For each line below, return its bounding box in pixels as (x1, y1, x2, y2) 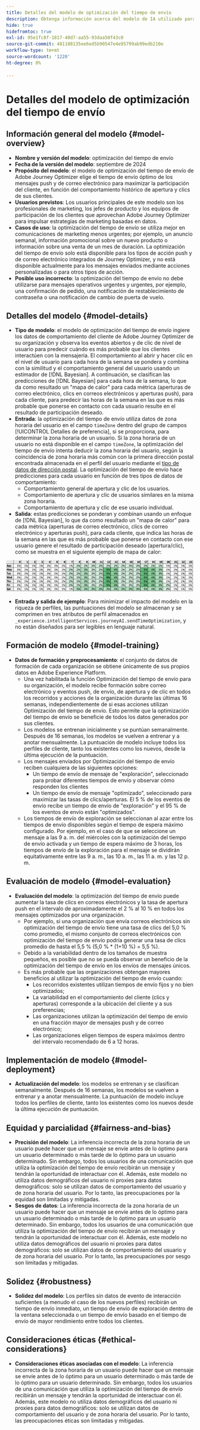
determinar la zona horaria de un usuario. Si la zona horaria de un (14, 434, 176, 441)
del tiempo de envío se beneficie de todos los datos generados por (23, 713, 189, 720)
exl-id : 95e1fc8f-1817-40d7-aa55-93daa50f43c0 (6, 35, 124, 41)
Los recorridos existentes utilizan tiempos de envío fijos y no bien (32, 981, 193, 988)
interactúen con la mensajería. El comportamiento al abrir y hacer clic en (14, 352, 193, 359)
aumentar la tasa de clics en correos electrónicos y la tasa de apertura (14, 898, 188, 906)
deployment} (6, 1064, 56, 1075)
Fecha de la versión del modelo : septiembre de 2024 (14, 160, 146, 168)
